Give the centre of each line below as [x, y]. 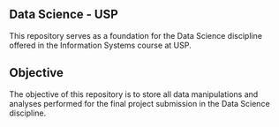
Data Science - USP [64, 15]
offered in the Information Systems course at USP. [100, 45]
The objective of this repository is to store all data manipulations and [134, 94]
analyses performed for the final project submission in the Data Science [140, 103]
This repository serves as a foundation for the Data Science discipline [136, 35]
